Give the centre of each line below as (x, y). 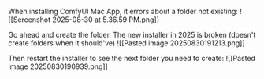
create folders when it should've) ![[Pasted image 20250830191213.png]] (127, 43)
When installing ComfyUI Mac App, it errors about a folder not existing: (123, 11)
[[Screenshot (30, 20)
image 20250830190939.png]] (58, 66)
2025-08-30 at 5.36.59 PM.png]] (106, 20)
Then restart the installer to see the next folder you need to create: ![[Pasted (132, 58)
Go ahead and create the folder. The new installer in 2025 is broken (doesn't (132, 35)
